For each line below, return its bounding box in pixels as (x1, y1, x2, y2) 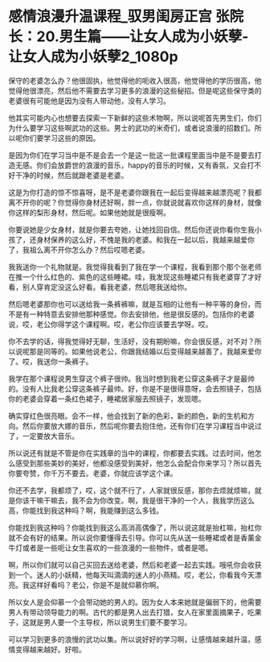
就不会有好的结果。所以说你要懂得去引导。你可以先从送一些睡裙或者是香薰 (8, 532, 255, 542)
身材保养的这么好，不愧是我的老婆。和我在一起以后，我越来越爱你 (35, 234, 255, 244)
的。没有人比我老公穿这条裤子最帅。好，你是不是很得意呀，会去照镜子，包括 (8, 383, 262, 393)
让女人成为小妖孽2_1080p (8, 48, 178, 66)
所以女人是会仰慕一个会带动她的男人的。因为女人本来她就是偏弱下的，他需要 (8, 597, 262, 606)
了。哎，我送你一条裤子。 (8, 356, 93, 366)
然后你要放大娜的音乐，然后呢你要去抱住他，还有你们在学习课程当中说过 (22, 420, 262, 431)
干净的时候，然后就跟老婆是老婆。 (14, 170, 129, 180)
